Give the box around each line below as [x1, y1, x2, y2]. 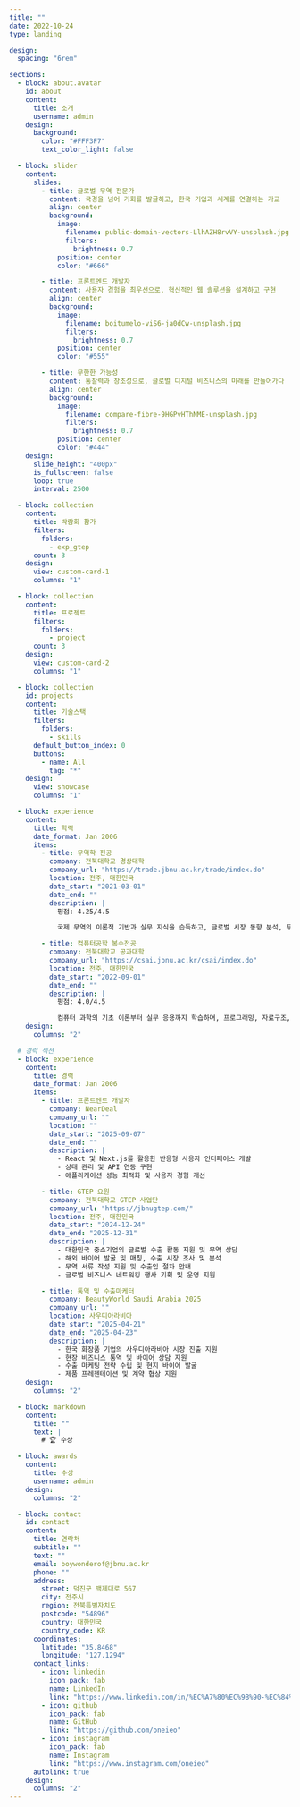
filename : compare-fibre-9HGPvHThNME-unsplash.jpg [65, 410, 257, 419]
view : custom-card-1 [32, 567, 110, 577]
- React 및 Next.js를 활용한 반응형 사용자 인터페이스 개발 [56, 1155, 252, 1164]
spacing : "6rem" [17, 55, 78, 64]
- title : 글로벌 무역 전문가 [41, 186, 135, 195]
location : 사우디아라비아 [48, 1311, 132, 1320]
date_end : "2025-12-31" [48, 1229, 138, 1238]
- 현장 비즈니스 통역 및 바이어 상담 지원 [56, 1353, 187, 1362]
